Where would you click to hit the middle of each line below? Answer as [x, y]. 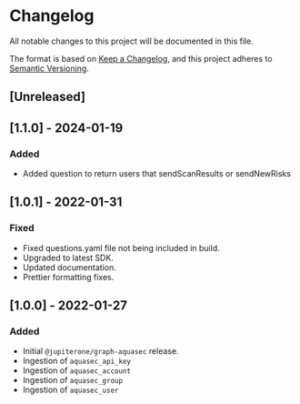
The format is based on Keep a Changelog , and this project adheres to [141, 58]
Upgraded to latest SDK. [68, 258]
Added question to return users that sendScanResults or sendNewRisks [156, 174]
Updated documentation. [69, 267]
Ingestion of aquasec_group [73, 380]
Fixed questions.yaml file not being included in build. [121, 247]
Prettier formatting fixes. [68, 277]
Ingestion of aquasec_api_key [77, 361]
